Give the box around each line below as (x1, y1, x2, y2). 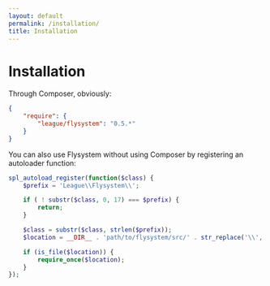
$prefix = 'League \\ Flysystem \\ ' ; (23, 181, 139, 189)
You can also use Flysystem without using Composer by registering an (8, 149, 244, 159)
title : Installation (8, 27, 79, 35)
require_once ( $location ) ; (37, 255, 126, 264)
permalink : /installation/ (8, 19, 100, 28)
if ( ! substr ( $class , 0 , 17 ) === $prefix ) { (23, 196, 180, 204)
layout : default (8, 11, 63, 20)
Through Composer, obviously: (8, 89, 112, 98)
